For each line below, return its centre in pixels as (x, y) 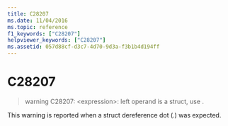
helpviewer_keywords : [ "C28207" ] (57, 40)
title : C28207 (28, 14)
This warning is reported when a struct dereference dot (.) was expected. (114, 115)
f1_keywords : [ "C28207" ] (44, 34)
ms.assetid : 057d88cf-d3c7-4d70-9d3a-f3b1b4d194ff (84, 47)
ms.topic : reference (38, 27)
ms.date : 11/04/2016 (38, 21)
